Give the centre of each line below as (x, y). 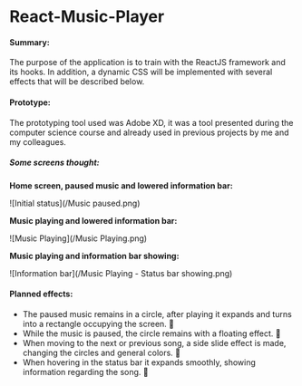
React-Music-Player (87, 17)
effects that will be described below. (77, 82)
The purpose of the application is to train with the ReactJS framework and (147, 63)
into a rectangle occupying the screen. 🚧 (98, 323)
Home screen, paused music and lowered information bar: (121, 185)
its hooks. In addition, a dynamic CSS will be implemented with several (141, 72)
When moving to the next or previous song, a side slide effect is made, (154, 343)
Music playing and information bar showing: (94, 256)
